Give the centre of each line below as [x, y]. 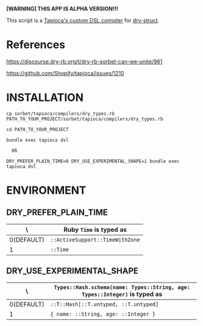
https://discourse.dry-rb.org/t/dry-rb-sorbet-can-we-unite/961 [85, 61]
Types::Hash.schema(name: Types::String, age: [122, 287]
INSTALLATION [45, 97]
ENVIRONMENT [46, 190]
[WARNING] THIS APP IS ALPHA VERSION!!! [62, 9]
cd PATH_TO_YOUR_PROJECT [37, 129]
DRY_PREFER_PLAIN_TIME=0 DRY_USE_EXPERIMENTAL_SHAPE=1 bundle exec [93, 161]
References [36, 45]
